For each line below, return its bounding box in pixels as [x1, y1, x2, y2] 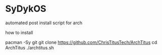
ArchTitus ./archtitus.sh [5, 44, 54, 50]
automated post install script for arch [5, 20, 83, 26]
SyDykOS [5, 3, 47, 15]
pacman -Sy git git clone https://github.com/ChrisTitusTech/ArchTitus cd [5, 39, 157, 45]
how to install [5, 29, 33, 35]
